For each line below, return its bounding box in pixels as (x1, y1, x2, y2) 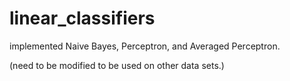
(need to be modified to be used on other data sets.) (9, 59, 225, 71)
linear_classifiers (9, 7, 156, 30)
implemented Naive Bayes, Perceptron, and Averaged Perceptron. (9, 40, 281, 52)
